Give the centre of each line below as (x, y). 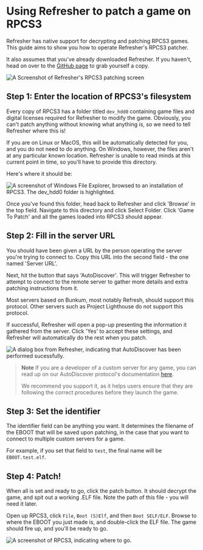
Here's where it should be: (40, 173)
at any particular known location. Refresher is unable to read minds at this (98, 155)
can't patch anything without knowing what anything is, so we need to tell (98, 124)
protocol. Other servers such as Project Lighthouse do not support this (95, 306)
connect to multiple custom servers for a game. (66, 439)
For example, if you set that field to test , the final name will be (84, 451)
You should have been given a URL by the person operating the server (94, 250)
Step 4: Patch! (34, 476)
